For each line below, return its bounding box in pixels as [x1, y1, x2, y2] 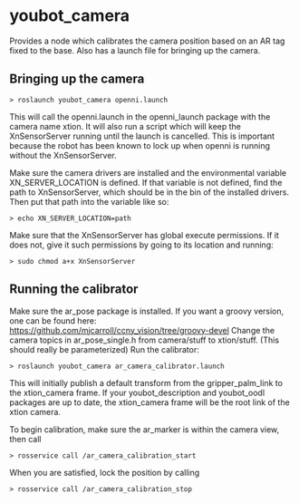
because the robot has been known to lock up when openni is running [9, 140, 270, 150]
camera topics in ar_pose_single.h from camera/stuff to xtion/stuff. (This [9, 334, 279, 345]
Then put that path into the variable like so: [9, 196, 169, 207]
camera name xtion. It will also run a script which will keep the [9, 121, 242, 131]
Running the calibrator [9, 282, 139, 297]
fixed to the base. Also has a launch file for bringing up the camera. [9, 44, 261, 55]
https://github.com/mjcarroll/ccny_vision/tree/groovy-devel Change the [9, 324, 275, 335]
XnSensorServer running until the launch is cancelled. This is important [9, 131, 275, 141]
